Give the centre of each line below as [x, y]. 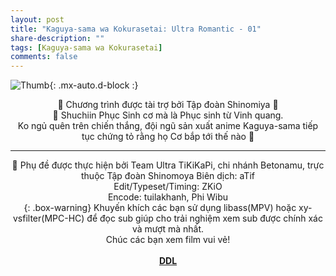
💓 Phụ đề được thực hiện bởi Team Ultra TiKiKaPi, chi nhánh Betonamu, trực [168, 165]
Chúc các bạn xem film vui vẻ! [168, 240]
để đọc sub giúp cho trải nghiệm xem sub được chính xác [204, 218]
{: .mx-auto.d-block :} [94, 85]
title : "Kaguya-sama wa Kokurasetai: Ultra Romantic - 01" [136, 29]
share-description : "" [57, 38]
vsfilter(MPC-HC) [49, 218]
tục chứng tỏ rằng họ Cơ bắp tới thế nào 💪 [168, 137]
